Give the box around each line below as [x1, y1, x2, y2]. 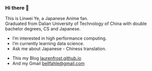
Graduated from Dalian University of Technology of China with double [5, 21, 147, 26]
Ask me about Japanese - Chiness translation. [12, 46, 107, 52]
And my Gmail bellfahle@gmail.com [12, 61, 85, 67]
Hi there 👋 [5, 4, 30, 11]
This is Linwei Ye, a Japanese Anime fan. [5, 16, 88, 22]
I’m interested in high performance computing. [12, 35, 107, 41]
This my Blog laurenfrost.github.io [12, 55, 81, 61]
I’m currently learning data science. [12, 41, 84, 47]
